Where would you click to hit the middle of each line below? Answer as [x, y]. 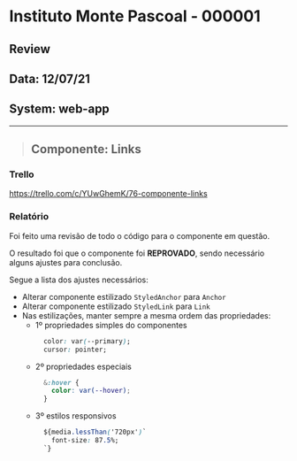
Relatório [29, 217]
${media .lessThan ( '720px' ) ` [95, 432]
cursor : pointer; [75, 350]
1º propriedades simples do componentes [111, 325]
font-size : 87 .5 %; [85, 441]
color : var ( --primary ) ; [87, 341]
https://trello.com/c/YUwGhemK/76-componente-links [108, 194]
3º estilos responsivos [76, 416]
